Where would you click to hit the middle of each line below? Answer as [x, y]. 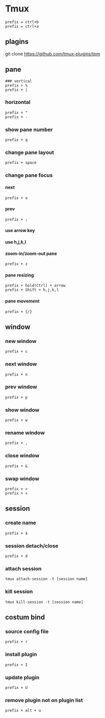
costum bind [25, 617]
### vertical [19, 81]
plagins [17, 42]
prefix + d [16, 556]
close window [22, 455]
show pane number [29, 129]
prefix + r [16, 642]
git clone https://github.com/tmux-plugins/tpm [53, 53]
